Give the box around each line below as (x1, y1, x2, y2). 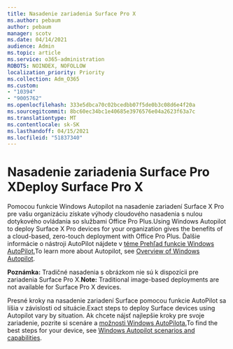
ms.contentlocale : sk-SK (7, 121, 80, 128)
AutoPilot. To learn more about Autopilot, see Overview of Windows (7, 247, 200, 256)
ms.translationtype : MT (7, 114, 77, 121)
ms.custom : (7, 82, 39, 89)
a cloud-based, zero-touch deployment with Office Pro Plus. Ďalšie (7, 232, 201, 240)
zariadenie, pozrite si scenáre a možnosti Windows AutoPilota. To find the (7, 319, 218, 327)
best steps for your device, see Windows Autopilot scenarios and (7, 327, 195, 335)
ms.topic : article (7, 50, 61, 57)
